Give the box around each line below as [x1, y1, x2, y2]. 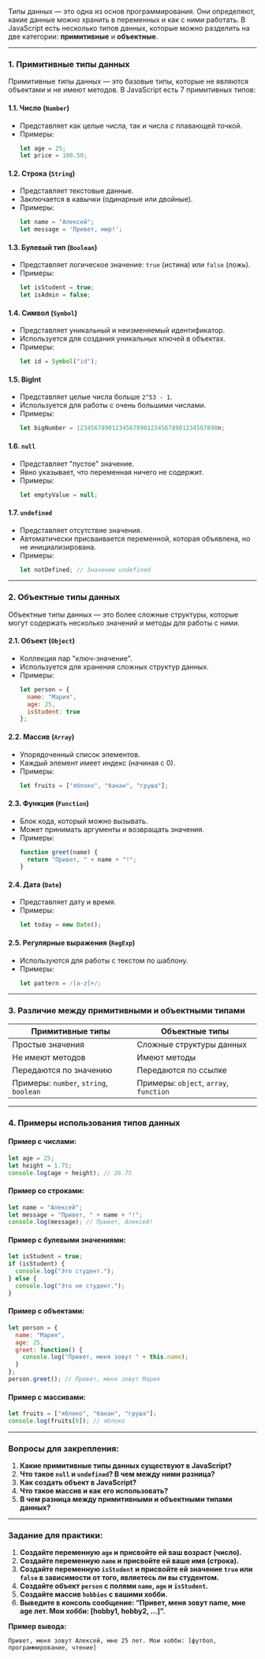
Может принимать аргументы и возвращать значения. [19, 824, 205, 834]
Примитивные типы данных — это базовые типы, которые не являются [8, 76, 249, 86]
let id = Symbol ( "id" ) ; [19, 358, 99, 366]
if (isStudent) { [8, 1260, 65, 1268]
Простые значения [12, 1038, 85, 1049]
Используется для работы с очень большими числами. [19, 401, 207, 410]
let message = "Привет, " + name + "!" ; [8, 1210, 144, 1219]
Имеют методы [136, 1052, 196, 1063]
